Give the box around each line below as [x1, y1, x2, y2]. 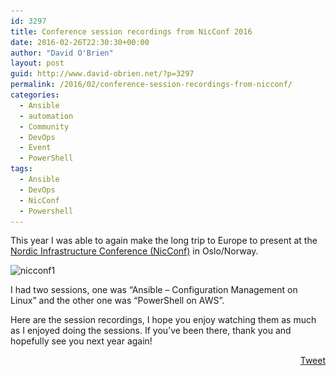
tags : [10, 164, 33, 174]
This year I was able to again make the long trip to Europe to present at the [10, 235, 318, 247]
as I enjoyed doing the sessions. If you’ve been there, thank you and [10, 325, 292, 337]
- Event [19, 143, 52, 153]
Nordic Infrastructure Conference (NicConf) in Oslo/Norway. [10, 245, 259, 257]
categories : [10, 90, 60, 100]
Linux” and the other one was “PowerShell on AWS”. [10, 295, 225, 307]
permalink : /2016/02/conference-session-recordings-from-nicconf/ [10, 80, 293, 90]
